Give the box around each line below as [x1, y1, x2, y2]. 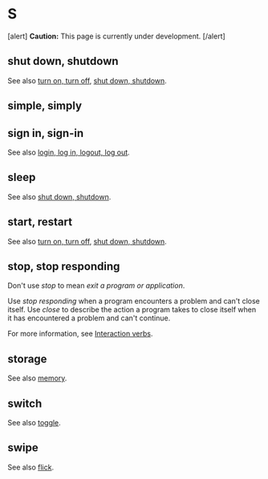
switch [7, 396, 43, 410]
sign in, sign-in [7, 126, 84, 140]
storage [7, 352, 47, 365]
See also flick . [7, 462, 54, 472]
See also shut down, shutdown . [7, 191, 112, 201]
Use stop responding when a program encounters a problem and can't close [7, 296, 260, 306]
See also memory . [7, 373, 67, 383]
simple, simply [7, 99, 82, 113]
